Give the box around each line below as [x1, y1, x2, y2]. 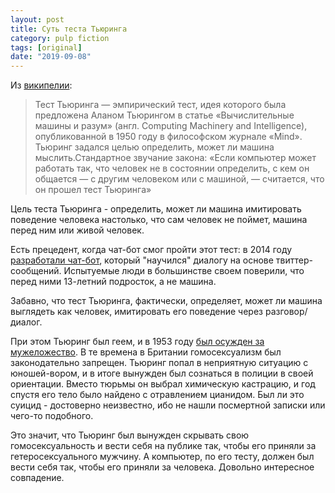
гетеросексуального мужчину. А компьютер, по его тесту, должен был [10, 451, 315, 463]
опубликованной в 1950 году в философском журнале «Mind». [34, 131, 303, 143]
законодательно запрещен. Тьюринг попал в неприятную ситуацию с [10, 357, 309, 369]
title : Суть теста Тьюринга [10, 24, 128, 34]
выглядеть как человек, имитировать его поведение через [10, 306, 263, 318]
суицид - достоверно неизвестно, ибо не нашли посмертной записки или [10, 399, 326, 411]
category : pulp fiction [10, 33, 110, 43]
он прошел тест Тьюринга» [34, 184, 152, 196]
